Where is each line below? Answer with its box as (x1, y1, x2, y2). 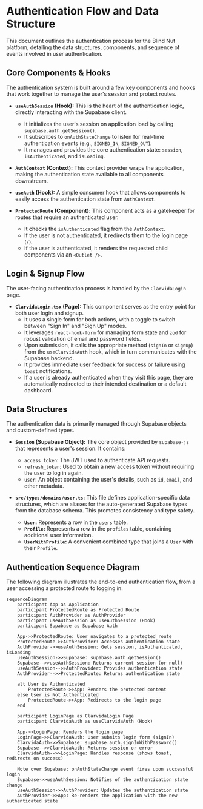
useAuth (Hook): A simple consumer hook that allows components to (15, 189, 186, 196)
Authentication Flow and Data (6, 4, 159, 18)
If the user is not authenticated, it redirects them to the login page (24, 232, 188, 239)
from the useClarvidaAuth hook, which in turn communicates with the (24, 347, 197, 355)
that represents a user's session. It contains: (15, 445, 126, 452)
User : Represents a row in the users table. (24, 519, 128, 526)
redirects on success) (6, 756, 64, 762)
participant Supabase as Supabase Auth (17, 623, 118, 629)
